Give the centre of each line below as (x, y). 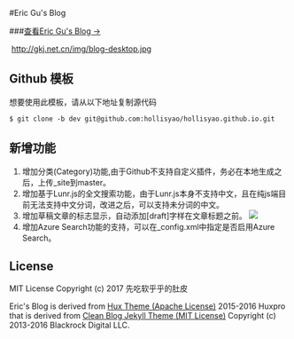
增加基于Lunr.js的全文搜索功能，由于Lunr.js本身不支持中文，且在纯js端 (150, 193)
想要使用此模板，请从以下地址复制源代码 (83, 102)
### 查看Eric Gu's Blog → (55, 31)
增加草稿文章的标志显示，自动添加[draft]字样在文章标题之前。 (134, 216)
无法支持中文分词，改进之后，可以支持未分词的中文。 (127, 204)
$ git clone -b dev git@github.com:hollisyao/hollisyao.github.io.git (142, 119)
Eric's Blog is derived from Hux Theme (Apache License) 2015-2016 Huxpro (147, 306)
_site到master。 (81, 182)
